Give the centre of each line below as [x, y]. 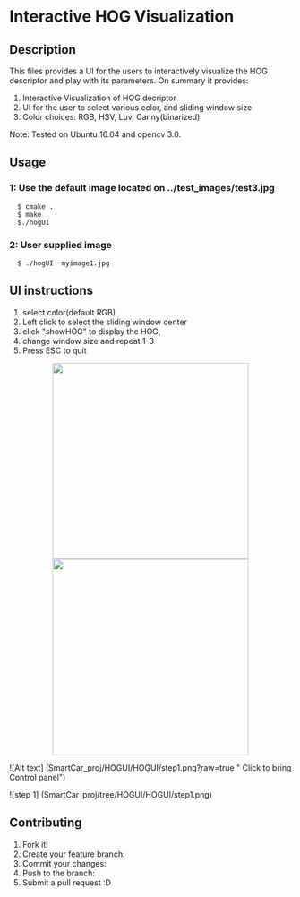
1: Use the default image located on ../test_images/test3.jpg [142, 188]
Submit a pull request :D [67, 882]
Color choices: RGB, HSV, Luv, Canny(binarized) [111, 117]
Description [43, 50]
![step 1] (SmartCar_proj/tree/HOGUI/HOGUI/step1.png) [111, 794]
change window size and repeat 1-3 [88, 341]
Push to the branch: [59, 873]
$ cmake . [35, 207]
